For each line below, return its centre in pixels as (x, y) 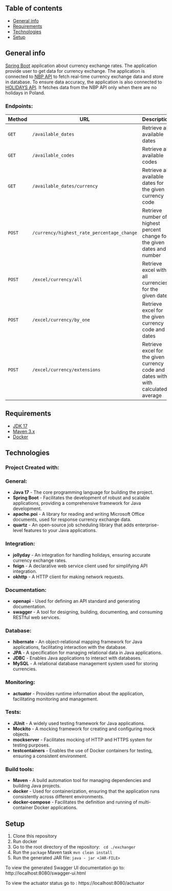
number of (155, 217)
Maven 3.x (24, 431)
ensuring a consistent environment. (50, 756)
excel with (154, 270)
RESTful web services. (36, 617)
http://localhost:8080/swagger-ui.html (46, 873)
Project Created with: (33, 468)
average (152, 395)
